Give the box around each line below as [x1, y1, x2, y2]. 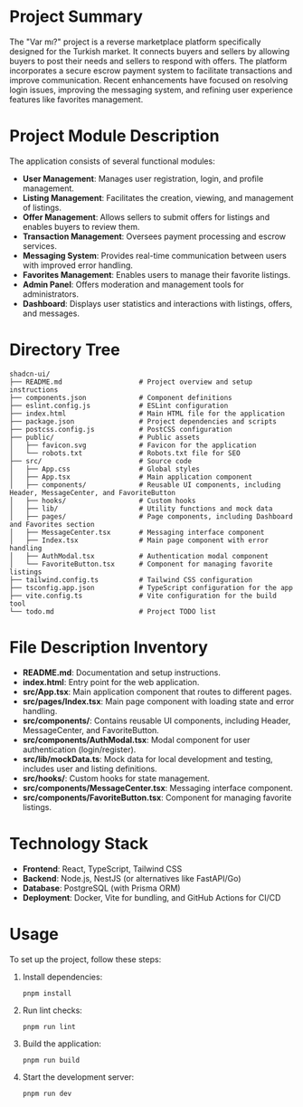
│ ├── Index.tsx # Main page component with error [9, 536, 270, 545]
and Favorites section [9, 520, 95, 529]
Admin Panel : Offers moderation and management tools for [22, 279, 244, 290]
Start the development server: [22, 1071, 135, 1083]
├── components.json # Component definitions [9, 393, 232, 402]
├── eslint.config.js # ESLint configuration [9, 401, 229, 410]
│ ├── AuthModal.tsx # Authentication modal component [9, 551, 270, 560]
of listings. [22, 202, 62, 213]
